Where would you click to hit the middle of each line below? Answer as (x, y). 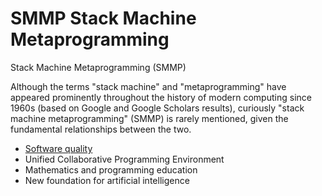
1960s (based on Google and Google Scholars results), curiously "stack (157, 108)
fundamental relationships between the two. (101, 129)
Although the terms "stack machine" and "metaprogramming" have (148, 86)
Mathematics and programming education (111, 169)
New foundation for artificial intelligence (107, 180)
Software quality (58, 148)
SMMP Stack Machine (103, 18)
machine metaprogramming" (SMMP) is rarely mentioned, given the (149, 118)
